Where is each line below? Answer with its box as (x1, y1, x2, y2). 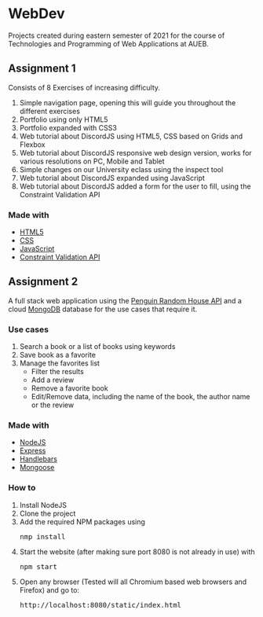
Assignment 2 (8, 275, 79, 288)
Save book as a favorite (19, 351, 97, 360)
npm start (19, 562, 57, 571)
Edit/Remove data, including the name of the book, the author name (31, 392, 250, 402)
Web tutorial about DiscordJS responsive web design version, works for (19, 148, 253, 157)
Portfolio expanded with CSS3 (19, 123, 118, 132)
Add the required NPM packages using (19, 516, 145, 527)
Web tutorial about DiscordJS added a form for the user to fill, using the (19, 182, 251, 191)
